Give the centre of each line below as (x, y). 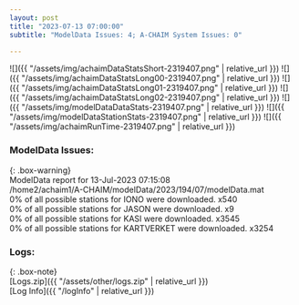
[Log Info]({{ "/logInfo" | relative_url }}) (82, 290)
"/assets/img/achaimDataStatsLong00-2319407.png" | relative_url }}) (151, 78)
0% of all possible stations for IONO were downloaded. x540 (124, 199)
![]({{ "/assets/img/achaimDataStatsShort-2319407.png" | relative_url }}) (144, 68)
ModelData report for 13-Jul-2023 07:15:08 (90, 179)
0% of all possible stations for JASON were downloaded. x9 (122, 208)
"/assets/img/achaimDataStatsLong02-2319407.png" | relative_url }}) (151, 97)
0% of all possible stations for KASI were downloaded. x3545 (124, 219)
